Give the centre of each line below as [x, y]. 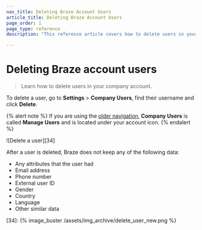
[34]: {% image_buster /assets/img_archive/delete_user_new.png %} [91, 220]
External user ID [35, 183]
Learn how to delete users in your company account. [86, 86]
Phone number [33, 177]
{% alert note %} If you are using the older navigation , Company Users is [97, 116]
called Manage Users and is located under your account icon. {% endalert [98, 123]
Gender [24, 190]
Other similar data [37, 209]
